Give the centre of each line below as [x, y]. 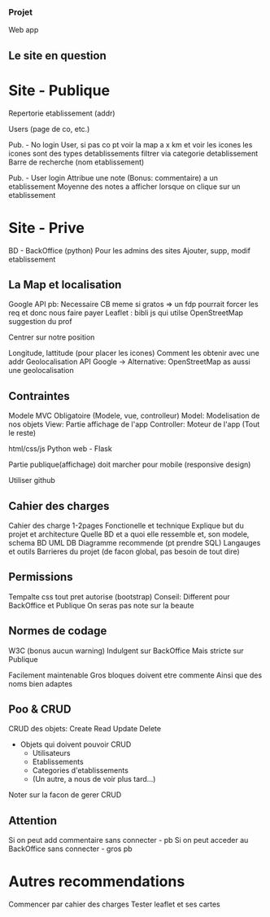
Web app [24, 30]
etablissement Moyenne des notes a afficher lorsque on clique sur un [124, 186]
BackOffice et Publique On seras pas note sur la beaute [101, 605]
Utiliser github [32, 480]
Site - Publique [59, 90]
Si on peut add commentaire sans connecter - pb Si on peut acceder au [128, 840]
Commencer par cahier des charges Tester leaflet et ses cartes [115, 904]
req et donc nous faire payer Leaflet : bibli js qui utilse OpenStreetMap [126, 313]
